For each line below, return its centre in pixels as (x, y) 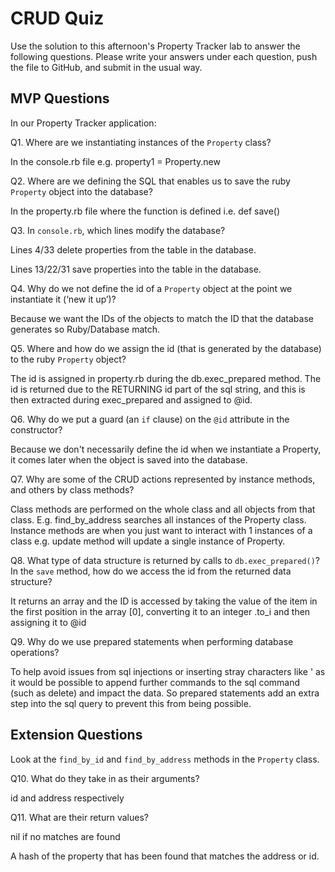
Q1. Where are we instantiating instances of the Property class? (141, 142)
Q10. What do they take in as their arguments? (105, 778)
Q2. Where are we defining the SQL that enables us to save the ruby (150, 181)
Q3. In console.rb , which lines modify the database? (118, 230)
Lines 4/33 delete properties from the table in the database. (133, 249)
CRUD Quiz (57, 18)
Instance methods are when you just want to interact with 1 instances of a (161, 530)
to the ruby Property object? (68, 359)
